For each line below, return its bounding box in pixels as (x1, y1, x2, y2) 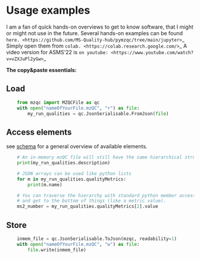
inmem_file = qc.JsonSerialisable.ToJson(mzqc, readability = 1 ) (17, 236, 177, 242)
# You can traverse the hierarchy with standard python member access (17, 192, 196, 198)
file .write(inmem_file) (27, 246, 86, 253)
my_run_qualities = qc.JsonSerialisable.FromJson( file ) (27, 111, 169, 117)
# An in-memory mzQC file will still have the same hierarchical (17, 154, 183, 161)
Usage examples (6, 4, 90, 17)
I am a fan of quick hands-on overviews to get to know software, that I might (6, 23, 193, 30)
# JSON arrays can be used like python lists (17, 170, 132, 176)
